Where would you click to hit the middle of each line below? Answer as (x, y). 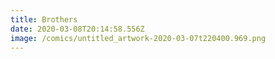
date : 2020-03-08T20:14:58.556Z (77, 29)
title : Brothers (44, 19)
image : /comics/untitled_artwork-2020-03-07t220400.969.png (138, 38)
